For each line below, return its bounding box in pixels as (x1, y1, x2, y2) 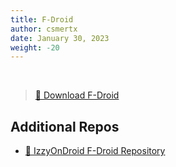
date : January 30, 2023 (10, 33, 110, 43)
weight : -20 (10, 42, 60, 53)
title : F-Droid (10, 14, 74, 25)
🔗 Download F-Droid (34, 89, 120, 101)
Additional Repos (10, 118, 120, 135)
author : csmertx (10, 24, 78, 34)
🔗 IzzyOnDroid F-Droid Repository (24, 145, 166, 157)
